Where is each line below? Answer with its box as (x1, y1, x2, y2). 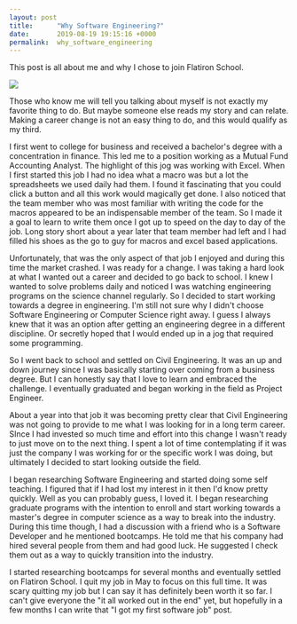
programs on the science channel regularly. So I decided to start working (9, 290, 276, 302)
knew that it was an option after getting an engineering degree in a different (9, 319, 285, 329)
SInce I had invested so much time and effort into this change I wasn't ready (9, 429, 287, 439)
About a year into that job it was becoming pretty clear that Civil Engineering (9, 410, 288, 421)
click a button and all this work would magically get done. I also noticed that (9, 188, 286, 200)
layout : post (9, 12, 58, 22)
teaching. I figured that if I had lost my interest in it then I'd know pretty (9, 484, 269, 494)
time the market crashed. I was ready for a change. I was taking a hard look (9, 263, 285, 273)
